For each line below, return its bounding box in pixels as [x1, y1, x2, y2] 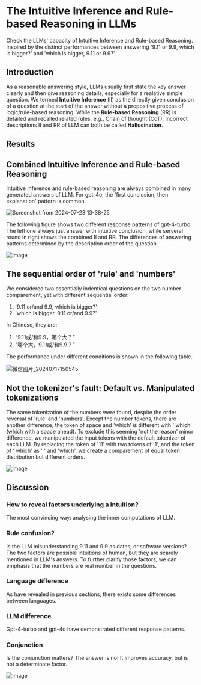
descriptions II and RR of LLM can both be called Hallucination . [6, 121, 163, 129]
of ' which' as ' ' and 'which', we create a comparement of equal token [6, 447, 180, 454]
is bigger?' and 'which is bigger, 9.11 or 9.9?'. [6, 49, 116, 57]
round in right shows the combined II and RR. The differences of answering [6, 233, 192, 241]
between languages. [6, 597, 57, 604]
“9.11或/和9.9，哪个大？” [14, 333, 75, 340]
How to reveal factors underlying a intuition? [6, 500, 139, 509]
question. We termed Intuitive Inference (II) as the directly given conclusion [6, 96, 194, 103]
